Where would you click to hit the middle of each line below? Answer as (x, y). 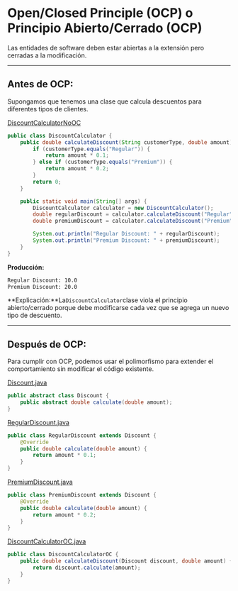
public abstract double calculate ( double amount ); (96, 402)
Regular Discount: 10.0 (42, 280)
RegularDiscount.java (38, 422)
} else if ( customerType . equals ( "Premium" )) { (103, 162)
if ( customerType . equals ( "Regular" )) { (92, 149)
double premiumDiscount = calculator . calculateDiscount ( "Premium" (133, 221)
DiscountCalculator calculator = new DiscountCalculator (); (123, 208)
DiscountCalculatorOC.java (47, 541)
